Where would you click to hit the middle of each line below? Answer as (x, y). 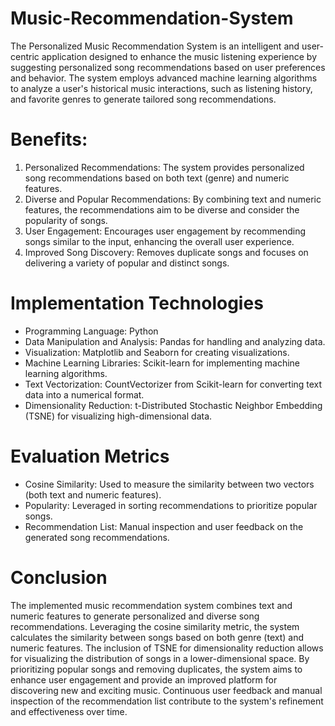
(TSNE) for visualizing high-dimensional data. (118, 416)
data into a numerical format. (84, 394)
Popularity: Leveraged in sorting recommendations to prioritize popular (171, 505)
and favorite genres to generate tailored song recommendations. (143, 99)
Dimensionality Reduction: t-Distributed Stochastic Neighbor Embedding (173, 405)
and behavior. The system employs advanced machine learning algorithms (164, 78)
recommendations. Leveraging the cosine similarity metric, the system (155, 626)
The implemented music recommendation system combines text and (151, 605)
